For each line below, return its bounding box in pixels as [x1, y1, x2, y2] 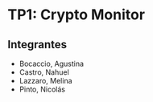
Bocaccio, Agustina [19, 59, 85, 68]
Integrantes [7, 38, 68, 51]
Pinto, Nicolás [19, 84, 66, 94]
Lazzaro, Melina [19, 76, 73, 85]
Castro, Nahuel [19, 67, 69, 77]
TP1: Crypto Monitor [7, 6, 146, 24]
